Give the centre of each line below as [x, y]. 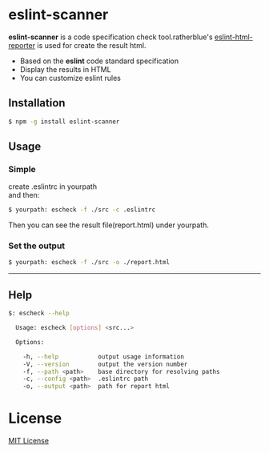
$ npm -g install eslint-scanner [64, 122]
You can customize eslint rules [70, 78]
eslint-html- [234, 37]
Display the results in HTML [65, 69]
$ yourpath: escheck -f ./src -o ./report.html [89, 263]
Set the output [37, 246]
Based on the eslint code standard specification [99, 61]
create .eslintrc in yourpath [53, 186]
